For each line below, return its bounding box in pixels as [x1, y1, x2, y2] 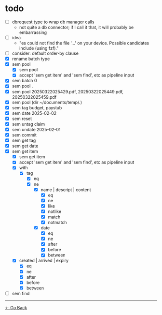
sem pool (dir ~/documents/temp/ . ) [12, 99, 82, 105]
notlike [48, 209, 62, 214]
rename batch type [12, 56, 50, 62]
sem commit [12, 132, 37, 138]
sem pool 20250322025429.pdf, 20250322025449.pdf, [12, 89, 124, 94]
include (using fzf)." [19, 45, 59, 51]
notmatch [48, 219, 67, 225]
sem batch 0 [12, 78, 37, 84]
